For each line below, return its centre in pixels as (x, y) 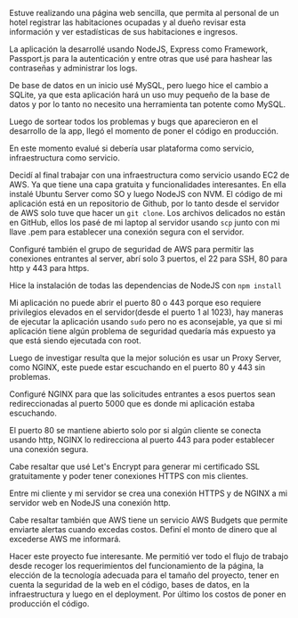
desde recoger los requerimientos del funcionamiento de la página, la (137, 566)
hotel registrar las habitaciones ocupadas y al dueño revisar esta (128, 22)
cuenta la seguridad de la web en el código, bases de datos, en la (129, 585)
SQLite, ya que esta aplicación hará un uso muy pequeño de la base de (140, 95)
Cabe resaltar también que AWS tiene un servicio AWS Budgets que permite (149, 520)
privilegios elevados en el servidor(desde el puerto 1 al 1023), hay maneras (146, 312)
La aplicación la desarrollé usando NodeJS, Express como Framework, (139, 49)
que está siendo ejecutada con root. (75, 341)
